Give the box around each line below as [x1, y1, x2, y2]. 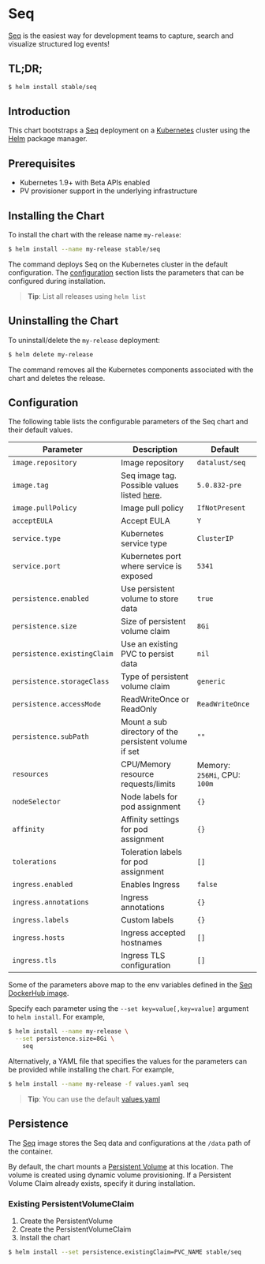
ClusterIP [196, 534, 234, 543]
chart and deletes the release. [8, 373, 106, 382]
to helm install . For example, [8, 1012, 105, 1022]
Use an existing [121, 639, 178, 650]
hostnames [121, 938, 162, 949]
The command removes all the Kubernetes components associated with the [8, 364, 254, 375]
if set [121, 746, 140, 757]
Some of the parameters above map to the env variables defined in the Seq [8, 980, 252, 990]
